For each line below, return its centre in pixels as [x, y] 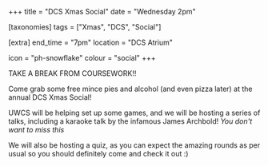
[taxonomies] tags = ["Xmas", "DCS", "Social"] [85, 27]
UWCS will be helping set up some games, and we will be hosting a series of [134, 113]
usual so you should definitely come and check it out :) [98, 154]
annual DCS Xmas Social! [50, 97]
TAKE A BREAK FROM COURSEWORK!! [72, 73]
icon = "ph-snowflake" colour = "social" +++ [82, 58]
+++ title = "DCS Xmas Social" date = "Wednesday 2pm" [102, 12]
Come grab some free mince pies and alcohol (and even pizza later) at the [131, 89]
